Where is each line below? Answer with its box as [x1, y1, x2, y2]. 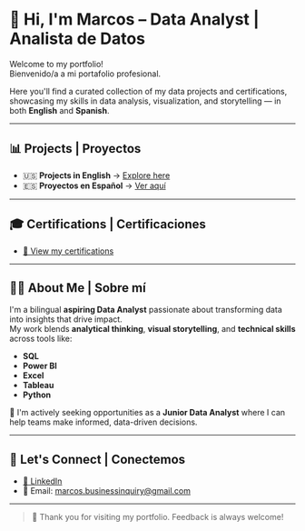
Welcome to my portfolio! [9, 58, 104, 69]
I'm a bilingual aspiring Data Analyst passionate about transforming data [9, 305, 283, 316]
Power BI [22, 360, 57, 372]
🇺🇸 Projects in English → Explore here [22, 169, 171, 181]
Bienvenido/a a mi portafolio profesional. [9, 68, 162, 79]
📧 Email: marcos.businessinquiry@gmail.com [22, 486, 192, 496]
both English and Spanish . [9, 105, 110, 115]
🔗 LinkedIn [22, 476, 63, 486]
